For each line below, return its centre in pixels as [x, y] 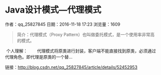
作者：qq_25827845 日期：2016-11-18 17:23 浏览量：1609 [63, 24]
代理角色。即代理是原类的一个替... [39, 57]
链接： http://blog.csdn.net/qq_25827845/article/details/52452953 [71, 67]
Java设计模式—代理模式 [53, 10]
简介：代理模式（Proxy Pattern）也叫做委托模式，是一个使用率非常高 [86, 34]
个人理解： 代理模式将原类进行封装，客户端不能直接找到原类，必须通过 [81, 51]
